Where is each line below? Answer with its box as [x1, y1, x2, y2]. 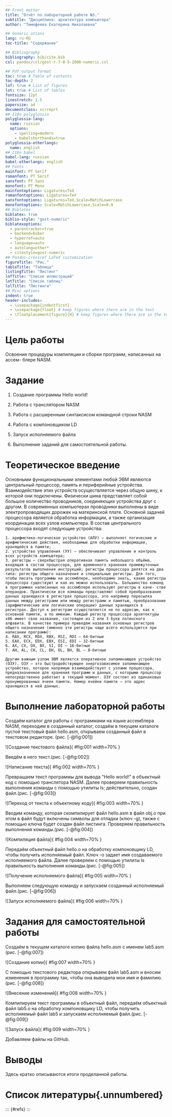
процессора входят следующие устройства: [5, 525, 103, 531]
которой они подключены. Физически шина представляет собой [5, 492, 147, 498]
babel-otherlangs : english [5, 160, 63, 165]
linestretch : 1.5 [5, 97, 42, 103]
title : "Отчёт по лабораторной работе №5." [5, 12, 100, 17]
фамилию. [140, 974, 162, 980]
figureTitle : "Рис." [5, 260, 50, 265]
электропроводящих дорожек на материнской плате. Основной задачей [5, 509, 165, 515]
